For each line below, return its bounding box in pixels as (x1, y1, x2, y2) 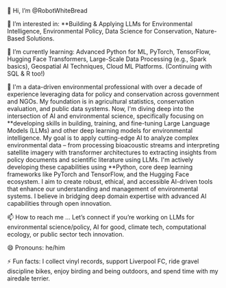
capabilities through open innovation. (7, 200, 112, 207)
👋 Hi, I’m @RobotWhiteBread (7, 7, 88, 14)
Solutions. (26, 34, 55, 43)
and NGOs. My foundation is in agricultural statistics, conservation (7, 97, 194, 106)
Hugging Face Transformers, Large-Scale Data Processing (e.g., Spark (7, 55, 207, 63)
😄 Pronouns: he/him (7, 243, 65, 252)
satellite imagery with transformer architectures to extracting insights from (7, 148, 217, 156)
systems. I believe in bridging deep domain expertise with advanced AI (7, 192, 207, 200)
